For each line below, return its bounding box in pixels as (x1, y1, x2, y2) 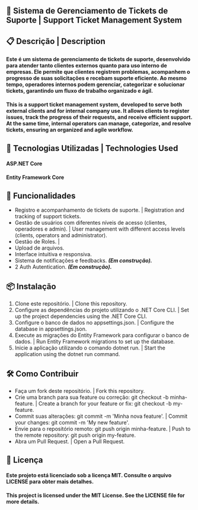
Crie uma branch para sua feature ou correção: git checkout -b (14, 393, 169, 401)
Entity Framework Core (6, 174, 65, 181)
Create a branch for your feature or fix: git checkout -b (38, 399, 172, 407)
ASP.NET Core (6, 160, 43, 167)
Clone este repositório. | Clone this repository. (14, 300, 127, 307)
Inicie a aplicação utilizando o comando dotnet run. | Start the (14, 344, 166, 351)
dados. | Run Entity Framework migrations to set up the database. (14, 338, 175, 345)
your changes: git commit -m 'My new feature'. (14, 418, 129, 426)
